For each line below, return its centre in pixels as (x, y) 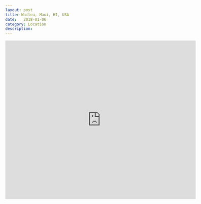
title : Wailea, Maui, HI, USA (37, 15)
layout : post (19, 10)
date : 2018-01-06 (26, 19)
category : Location (26, 24)
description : (19, 29)
